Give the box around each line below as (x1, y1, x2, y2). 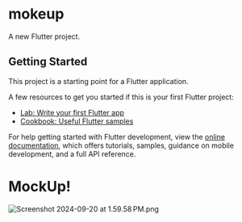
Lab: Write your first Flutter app (19, 107, 125, 117)
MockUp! (8, 177, 71, 195)
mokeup (8, 5, 65, 23)
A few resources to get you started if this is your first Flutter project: (8, 92, 234, 102)
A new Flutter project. (8, 31, 81, 41)
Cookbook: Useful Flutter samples (19, 116, 134, 126)
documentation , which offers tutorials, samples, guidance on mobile (8, 140, 234, 150)
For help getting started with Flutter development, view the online (8, 132, 226, 141)
